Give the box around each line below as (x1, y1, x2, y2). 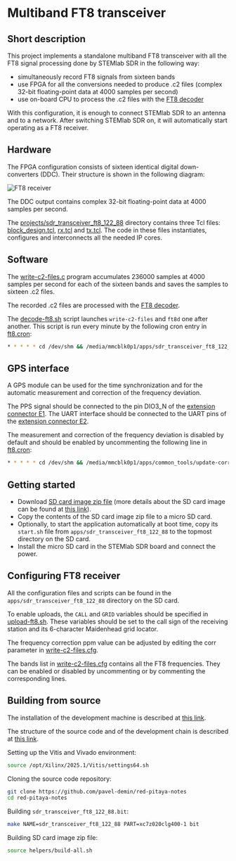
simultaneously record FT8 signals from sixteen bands (17, 72, 176, 81)
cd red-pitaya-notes (7, 794, 68, 802)
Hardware (7, 144, 51, 156)
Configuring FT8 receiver (7, 570, 121, 582)
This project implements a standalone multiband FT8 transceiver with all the (7, 51, 227, 60)
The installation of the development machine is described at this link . (7, 713, 206, 722)
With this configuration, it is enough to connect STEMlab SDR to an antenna (7, 109, 226, 117)
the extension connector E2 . (7, 417, 89, 426)
